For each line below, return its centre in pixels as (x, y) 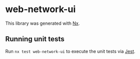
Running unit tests (35, 39)
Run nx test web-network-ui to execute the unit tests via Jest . (71, 51)
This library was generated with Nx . (43, 23)
